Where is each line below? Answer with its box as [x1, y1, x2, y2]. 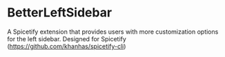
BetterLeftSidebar [7, 5, 112, 21]
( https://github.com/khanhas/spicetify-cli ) [7, 42, 126, 50]
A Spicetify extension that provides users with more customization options [7, 27, 219, 36]
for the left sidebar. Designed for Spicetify [7, 34, 126, 43]
